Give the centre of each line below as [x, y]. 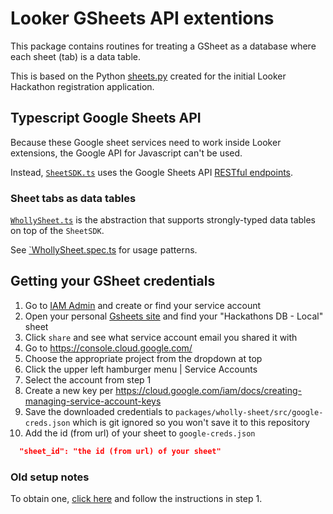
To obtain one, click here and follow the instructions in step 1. [136, 499]
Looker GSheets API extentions [142, 18]
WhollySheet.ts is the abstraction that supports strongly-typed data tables [163, 220]
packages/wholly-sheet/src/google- [249, 412]
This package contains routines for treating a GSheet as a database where [163, 46]
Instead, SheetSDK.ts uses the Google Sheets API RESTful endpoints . [152, 172]
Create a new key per [69, 390]
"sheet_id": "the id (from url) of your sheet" [120, 451]
